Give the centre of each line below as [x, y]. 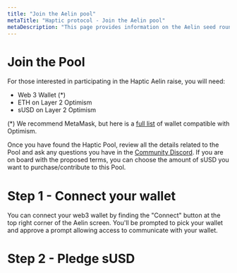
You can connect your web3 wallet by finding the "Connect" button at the [114, 215]
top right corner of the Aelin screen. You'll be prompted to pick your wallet [115, 223]
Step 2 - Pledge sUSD [71, 259]
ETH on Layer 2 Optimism [55, 102]
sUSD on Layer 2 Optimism [57, 110]
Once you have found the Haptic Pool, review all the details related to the [113, 145]
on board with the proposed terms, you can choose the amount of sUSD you [118, 160]
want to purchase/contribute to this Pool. [67, 167]
